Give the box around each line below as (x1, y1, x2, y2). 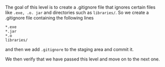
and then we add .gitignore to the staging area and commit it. (5, 46, 134, 52)
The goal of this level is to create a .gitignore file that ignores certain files (5, 4, 156, 10)
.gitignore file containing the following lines (5, 15, 94, 20)
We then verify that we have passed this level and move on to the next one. (5, 56, 160, 62)
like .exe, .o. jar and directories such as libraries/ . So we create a (5, 9, 149, 15)
